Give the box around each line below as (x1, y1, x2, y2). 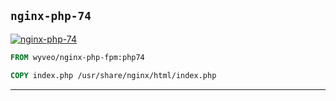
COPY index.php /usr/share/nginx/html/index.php (10, 70, 217, 80)
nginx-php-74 (10, 9, 92, 24)
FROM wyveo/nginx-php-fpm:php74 (10, 52, 145, 62)
